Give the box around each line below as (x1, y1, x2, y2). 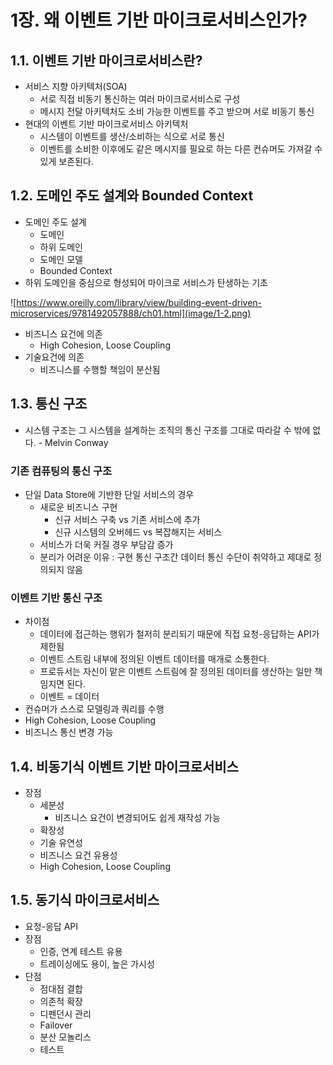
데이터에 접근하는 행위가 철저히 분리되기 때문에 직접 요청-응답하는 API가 (39, 628, 320, 640)
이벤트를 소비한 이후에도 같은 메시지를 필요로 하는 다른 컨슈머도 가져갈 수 (39, 143, 323, 155)
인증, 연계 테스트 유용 (39, 945, 123, 957)
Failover (39, 1019, 73, 1031)
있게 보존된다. (39, 156, 94, 167)
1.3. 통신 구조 (10, 396, 88, 413)
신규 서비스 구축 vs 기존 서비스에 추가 (54, 513, 201, 525)
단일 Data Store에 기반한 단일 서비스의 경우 (24, 488, 195, 500)
